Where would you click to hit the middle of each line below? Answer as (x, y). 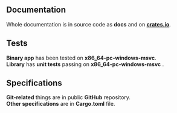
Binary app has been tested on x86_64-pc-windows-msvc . (81, 58)
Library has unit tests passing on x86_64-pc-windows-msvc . (85, 64)
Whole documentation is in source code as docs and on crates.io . (88, 24)
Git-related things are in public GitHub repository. (69, 97)
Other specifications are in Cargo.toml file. (61, 104)
